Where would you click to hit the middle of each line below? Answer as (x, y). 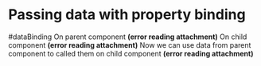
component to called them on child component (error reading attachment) (131, 53)
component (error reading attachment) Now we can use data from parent (130, 45)
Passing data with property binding (127, 15)
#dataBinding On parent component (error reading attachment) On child (128, 37)
